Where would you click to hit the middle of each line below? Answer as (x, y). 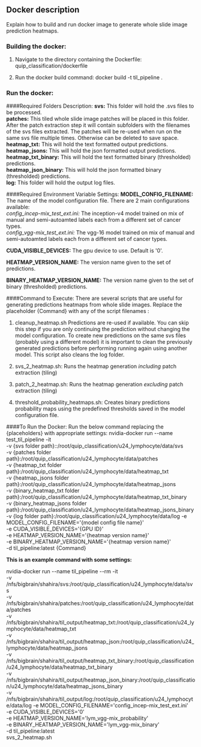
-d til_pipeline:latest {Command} (46, 548)
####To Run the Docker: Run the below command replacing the (85, 427)
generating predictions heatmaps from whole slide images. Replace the (94, 305)
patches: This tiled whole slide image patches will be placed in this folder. (97, 119)
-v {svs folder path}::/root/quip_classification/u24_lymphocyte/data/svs (95, 446)
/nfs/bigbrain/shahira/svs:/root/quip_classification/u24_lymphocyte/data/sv (100, 584)
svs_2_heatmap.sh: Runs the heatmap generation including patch (96, 367)
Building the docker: (36, 46)
